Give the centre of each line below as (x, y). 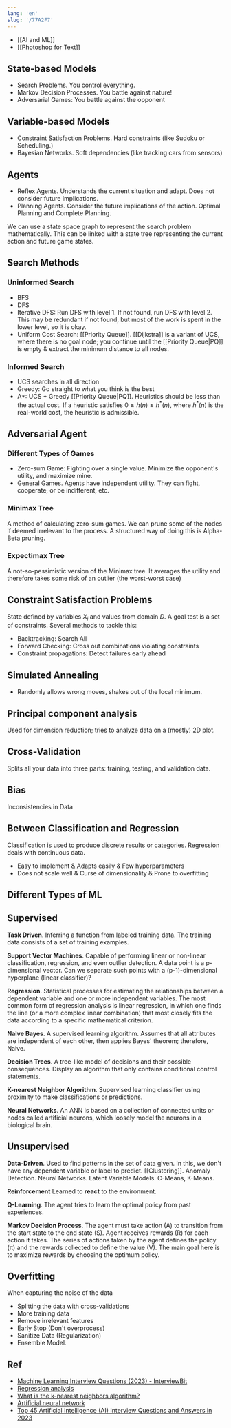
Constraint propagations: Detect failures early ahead (91, 653)
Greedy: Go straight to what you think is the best (86, 389)
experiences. (26, 1212)
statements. (24, 1076)
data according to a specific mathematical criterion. (80, 1020)
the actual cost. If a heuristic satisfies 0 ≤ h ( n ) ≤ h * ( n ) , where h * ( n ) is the (120, 404)
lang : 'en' (23, 13)
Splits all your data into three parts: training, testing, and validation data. (109, 768)
